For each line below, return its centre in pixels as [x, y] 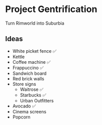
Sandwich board [29, 73]
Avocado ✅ [24, 106]
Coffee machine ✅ [32, 62]
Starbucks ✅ [33, 95]
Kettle [19, 57]
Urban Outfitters [37, 100]
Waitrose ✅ [32, 89]
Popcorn [21, 117]
